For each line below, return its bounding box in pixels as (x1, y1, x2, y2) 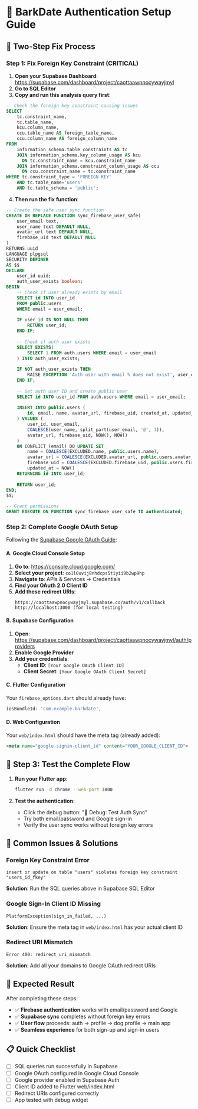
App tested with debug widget (14, 1096, 88, 1103)
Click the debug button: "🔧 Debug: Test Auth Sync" (23, 808, 148, 816)
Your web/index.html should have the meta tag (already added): (6, 732, 161, 739)
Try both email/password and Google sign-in (23, 815, 133, 822)
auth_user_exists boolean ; (16, 279, 83, 285)
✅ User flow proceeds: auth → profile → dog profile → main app (14, 1019, 171, 1026)
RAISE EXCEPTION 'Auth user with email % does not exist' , (27, 372, 176, 378)
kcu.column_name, (16, 125, 60, 131)
